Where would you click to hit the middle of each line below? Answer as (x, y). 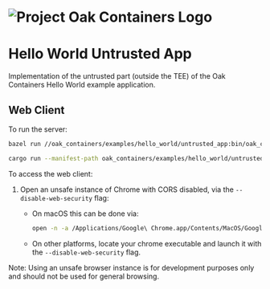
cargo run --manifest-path (53, 158)
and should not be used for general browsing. (84, 276)
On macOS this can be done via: (85, 214)
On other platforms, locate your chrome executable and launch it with (147, 243)
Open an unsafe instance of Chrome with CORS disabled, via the (127, 189)
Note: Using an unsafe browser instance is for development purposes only (131, 267)
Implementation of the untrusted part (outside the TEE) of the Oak (117, 76)
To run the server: (38, 129)
